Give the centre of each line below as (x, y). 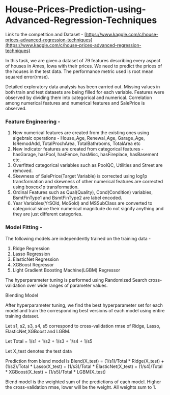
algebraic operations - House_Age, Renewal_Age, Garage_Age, (79, 138)
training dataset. (22, 316)
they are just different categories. (48, 214)
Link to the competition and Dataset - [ (46, 34)
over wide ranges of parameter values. (67, 285)
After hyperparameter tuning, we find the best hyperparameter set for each (84, 305)
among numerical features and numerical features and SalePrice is (75, 103)
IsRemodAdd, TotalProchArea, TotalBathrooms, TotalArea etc (77, 143)
